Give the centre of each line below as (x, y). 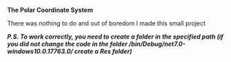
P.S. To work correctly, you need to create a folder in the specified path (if (115, 37)
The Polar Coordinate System (50, 10)
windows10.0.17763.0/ (40, 51)
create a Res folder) (103, 51)
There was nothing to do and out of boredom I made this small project (106, 23)
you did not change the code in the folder (67, 44)
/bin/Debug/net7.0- (157, 44)
